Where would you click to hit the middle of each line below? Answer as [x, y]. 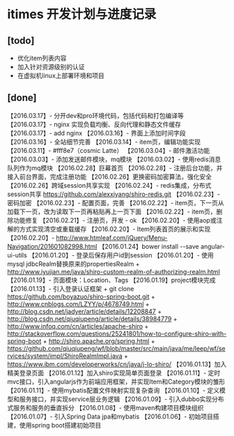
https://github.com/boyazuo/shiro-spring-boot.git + [81, 296]
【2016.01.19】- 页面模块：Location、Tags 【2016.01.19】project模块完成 [111, 280]
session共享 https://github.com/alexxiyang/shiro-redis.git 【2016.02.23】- [114, 194]
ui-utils [17, 255]
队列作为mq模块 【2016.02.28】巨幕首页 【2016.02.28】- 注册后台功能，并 [115, 167]
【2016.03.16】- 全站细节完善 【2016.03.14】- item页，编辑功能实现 [104, 142]
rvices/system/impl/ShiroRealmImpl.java [65, 356]
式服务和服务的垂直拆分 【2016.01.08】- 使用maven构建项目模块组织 [106, 407]
